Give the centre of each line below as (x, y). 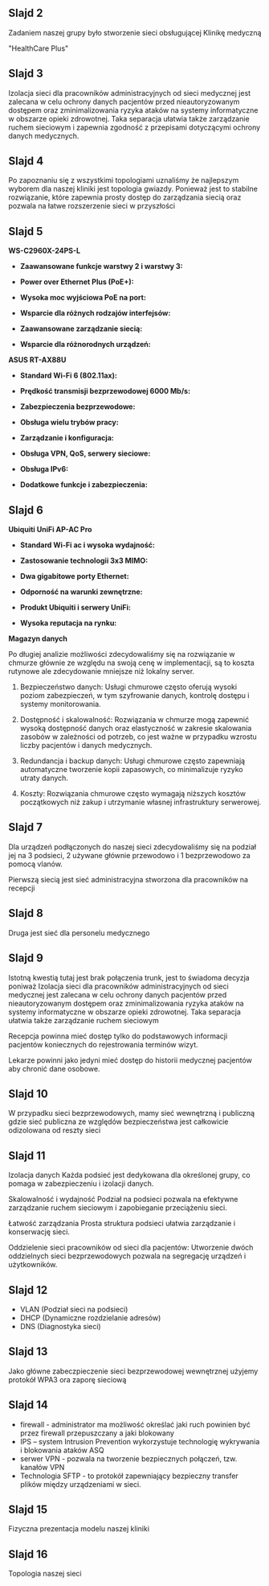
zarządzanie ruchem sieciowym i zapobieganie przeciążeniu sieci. (118, 1208)
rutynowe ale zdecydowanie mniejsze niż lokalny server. (102, 671)
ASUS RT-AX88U (37, 360)
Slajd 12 (28, 1290)
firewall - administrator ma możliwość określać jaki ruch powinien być (135, 1424)
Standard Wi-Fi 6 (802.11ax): (69, 376)
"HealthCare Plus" (39, 48)
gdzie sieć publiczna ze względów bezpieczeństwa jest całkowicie (118, 1121)
